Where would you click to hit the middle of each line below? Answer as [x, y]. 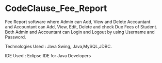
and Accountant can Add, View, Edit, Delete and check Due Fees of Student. [81, 26]
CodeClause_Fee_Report [56, 8]
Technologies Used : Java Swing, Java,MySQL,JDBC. [58, 46]
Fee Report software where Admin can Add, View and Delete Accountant [78, 22]
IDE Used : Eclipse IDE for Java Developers [48, 55]
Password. [16, 37]
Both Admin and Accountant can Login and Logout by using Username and [80, 32]
